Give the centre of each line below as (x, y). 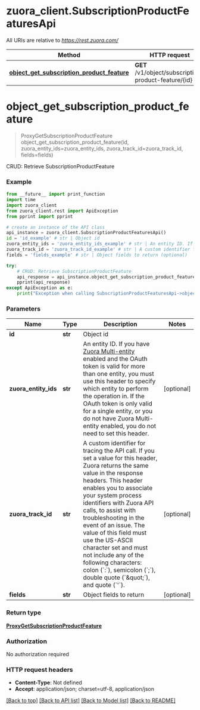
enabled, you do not (128, 426)
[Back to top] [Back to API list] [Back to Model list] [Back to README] (91, 700)
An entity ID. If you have (116, 344)
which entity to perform (116, 389)
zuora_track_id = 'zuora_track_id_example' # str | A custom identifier (98, 250)
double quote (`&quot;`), (117, 577)
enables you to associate (118, 488)
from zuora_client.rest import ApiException (62, 211)
